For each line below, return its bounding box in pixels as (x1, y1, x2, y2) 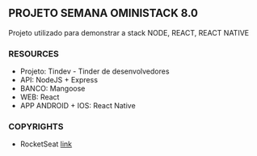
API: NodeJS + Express (19, 75, 99, 85)
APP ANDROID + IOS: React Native (19, 101, 136, 111)
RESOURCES (8, 48, 59, 59)
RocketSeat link (19, 139, 73, 149)
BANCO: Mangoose (19, 84, 86, 94)
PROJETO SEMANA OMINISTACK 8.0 (8, 6, 199, 20)
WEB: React (19, 92, 60, 102)
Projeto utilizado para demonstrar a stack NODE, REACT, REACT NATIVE (8, 27, 249, 37)
